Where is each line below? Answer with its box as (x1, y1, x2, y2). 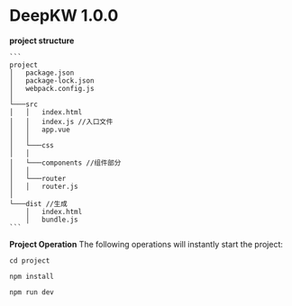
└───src (9, 100, 39, 109)
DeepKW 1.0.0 (9, 5, 119, 26)
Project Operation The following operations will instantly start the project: (9, 238, 284, 249)
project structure (9, 35, 75, 46)
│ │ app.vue (9, 125, 70, 134)
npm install (9, 272, 54, 281)
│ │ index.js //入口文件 (9, 117, 114, 126)
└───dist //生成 (9, 199, 68, 208)
